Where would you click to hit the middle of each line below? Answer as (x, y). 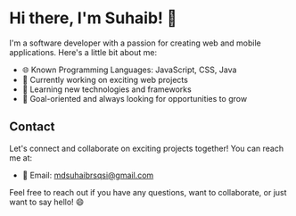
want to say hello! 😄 (47, 202)
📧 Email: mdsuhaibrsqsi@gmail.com (88, 175)
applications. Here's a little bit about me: (83, 52)
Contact (32, 127)
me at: (21, 158)
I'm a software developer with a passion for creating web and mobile (135, 43)
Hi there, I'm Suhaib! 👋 (93, 18)
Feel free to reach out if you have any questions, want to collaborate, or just (148, 192)
